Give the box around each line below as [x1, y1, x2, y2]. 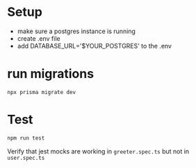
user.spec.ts [7, 154, 45, 161]
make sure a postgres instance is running [17, 27, 136, 35]
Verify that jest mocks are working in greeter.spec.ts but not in [7, 147, 190, 156]
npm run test [7, 134, 45, 142]
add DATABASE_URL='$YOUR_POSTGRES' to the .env [17, 41, 172, 50]
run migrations [7, 66, 95, 82]
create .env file [17, 34, 60, 42]
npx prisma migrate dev [7, 88, 76, 95]
